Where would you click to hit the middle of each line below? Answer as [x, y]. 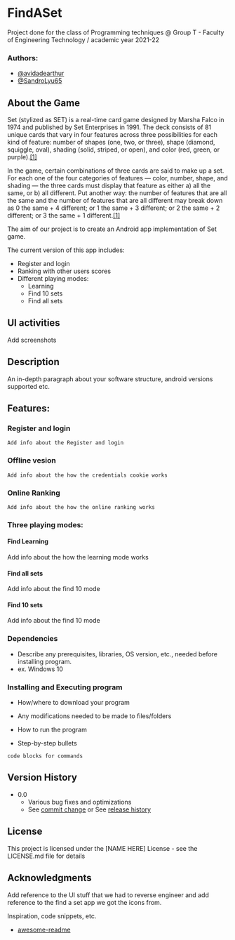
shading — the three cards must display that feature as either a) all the [109, 186]
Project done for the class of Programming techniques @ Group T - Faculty [116, 32]
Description [33, 362]
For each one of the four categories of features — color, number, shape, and [117, 178]
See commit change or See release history [89, 809]
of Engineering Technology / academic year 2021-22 [83, 39]
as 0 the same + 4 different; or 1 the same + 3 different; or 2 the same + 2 [114, 208]
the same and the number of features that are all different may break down [115, 201]
